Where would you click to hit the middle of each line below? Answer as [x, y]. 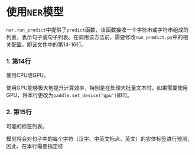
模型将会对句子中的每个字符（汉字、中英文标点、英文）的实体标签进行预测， [99, 138]
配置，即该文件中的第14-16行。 [49, 44]
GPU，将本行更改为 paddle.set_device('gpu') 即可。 [69, 95]
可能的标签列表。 [27, 126]
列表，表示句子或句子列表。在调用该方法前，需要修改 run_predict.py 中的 [95, 37]
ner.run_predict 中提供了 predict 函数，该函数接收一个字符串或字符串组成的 [97, 30]
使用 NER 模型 [35, 12]
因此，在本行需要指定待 [35, 146]
